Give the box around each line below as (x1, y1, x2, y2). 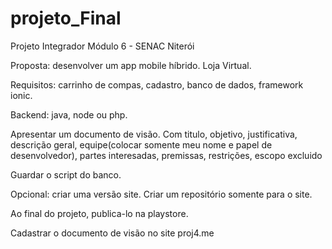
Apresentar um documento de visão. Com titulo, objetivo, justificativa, (10, 128, 298, 140)
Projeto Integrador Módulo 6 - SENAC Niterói (10, 40, 195, 52)
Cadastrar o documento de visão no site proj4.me (10, 227, 215, 239)
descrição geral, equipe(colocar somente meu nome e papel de (10, 138, 273, 151)
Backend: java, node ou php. (10, 108, 128, 121)
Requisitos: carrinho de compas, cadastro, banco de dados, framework (10, 78, 304, 91)
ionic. (10, 89, 33, 101)
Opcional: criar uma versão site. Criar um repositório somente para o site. (10, 188, 313, 200)
